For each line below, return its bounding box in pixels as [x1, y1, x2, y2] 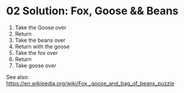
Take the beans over [14, 36, 66, 44]
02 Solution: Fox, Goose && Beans [6, 4, 179, 18]
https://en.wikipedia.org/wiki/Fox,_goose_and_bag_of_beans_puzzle [6, 79, 175, 87]
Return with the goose [14, 43, 70, 50]
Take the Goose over [14, 24, 67, 31]
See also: [6, 73, 29, 80]
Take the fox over [14, 49, 58, 56]
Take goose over [14, 61, 57, 69]
